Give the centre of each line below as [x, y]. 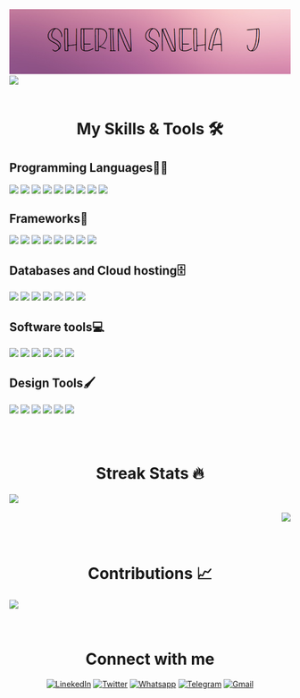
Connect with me [150, 659]
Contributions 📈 [150, 573]
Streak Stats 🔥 [150, 474]
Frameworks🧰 [49, 219]
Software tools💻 [57, 327]
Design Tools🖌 [52, 383]
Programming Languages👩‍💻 [89, 168]
